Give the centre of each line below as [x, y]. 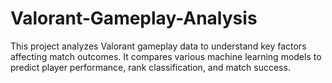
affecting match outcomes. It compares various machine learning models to [166, 56]
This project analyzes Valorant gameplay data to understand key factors [158, 46]
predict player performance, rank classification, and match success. [150, 67]
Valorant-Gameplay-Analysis [134, 18]
